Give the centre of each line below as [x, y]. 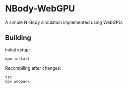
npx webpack [17, 81]
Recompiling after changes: [33, 68]
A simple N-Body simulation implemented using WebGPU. [64, 22]
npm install [17, 59]
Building [18, 38]
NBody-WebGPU [40, 9]
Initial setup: [18, 49]
